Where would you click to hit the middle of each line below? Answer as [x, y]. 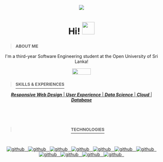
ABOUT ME [27, 46]
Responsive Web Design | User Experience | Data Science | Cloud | [81, 95]
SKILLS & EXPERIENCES [40, 84]
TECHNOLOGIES [88, 129]
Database [81, 100]
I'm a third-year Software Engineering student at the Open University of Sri [81, 56]
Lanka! [81, 61]
